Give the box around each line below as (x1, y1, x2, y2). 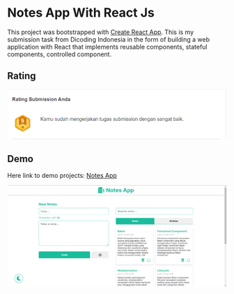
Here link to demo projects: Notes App (7, 172, 117, 180)
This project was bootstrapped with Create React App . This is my (7, 28, 194, 36)
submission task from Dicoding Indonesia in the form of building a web (7, 35, 210, 43)
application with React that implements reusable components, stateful (7, 42, 208, 51)
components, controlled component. (7, 50, 112, 58)
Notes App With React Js (7, 5, 155, 21)
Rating (7, 70, 36, 82)
